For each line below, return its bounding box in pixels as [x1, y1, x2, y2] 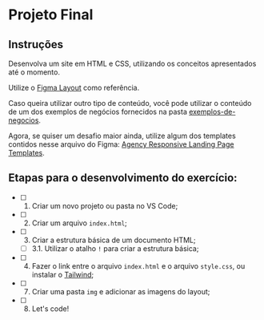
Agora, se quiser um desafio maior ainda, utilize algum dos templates [8, 131, 236, 140]
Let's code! [31, 303, 70, 314]
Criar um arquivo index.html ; [31, 218, 128, 228]
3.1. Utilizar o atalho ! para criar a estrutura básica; [31, 243, 199, 253]
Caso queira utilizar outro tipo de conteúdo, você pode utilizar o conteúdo [8, 99, 252, 107]
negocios [8, 115, 39, 125]
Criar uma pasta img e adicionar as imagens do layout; [31, 286, 210, 296]
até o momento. [8, 67, 60, 77]
